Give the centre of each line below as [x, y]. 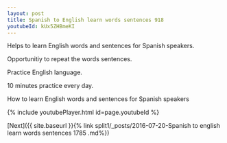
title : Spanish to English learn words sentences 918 [86, 20]
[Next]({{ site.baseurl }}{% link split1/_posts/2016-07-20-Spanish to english [114, 126]
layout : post [26, 13]
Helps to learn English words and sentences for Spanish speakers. [101, 46]
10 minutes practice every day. [50, 86]
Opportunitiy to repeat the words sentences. [70, 59]
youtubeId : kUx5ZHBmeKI [41, 26]
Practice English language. [45, 72]
